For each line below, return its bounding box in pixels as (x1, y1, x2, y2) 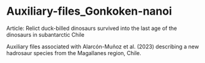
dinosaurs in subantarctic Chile (6, 31, 84, 38)
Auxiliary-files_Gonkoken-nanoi (6, 4, 173, 18)
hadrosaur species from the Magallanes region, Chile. (6, 49, 142, 56)
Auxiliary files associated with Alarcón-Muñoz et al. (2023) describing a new (6, 43, 199, 50)
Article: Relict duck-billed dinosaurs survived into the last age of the (6, 24, 177, 32)
